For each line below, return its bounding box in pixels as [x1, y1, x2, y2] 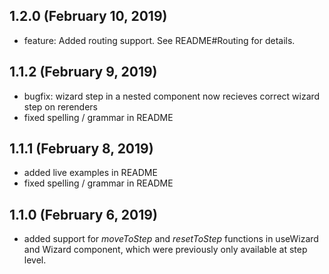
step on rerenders [23, 100, 98, 113]
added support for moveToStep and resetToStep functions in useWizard [23, 233, 319, 245]
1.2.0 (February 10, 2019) [9, 8, 168, 25]
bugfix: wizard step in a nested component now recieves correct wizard [23, 90, 321, 102]
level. [23, 254, 47, 266]
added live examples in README [23, 167, 158, 179]
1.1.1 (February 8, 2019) [9, 140, 154, 158]
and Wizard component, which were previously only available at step [23, 244, 308, 256]
